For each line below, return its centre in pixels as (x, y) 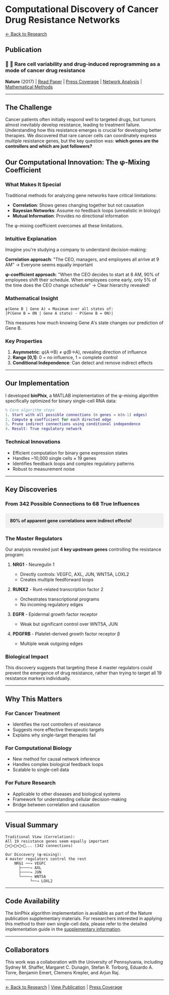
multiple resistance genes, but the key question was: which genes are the (82, 141)
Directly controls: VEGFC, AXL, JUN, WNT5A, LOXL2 (74, 574)
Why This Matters (34, 699)
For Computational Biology (38, 748)
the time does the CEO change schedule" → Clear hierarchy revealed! (77, 285)
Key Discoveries (31, 489)
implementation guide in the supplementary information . (63, 929)
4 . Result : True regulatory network (44, 429)
